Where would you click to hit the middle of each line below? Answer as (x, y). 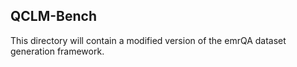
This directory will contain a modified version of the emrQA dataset (148, 40)
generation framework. (57, 51)
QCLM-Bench (54, 16)
